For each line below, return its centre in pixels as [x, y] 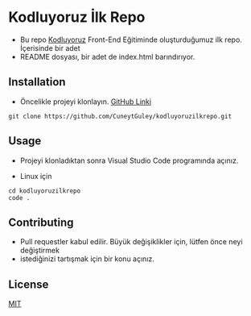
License [29, 284]
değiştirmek [40, 251]
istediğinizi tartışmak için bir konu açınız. [87, 259]
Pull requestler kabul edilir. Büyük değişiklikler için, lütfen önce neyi [131, 242]
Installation [37, 82]
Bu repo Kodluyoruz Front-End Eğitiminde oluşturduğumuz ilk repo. [131, 39]
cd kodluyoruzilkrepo [45, 191]
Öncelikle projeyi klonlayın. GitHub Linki [85, 102]
